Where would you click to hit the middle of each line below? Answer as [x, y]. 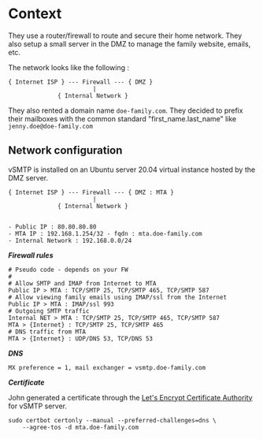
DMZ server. [28, 177]
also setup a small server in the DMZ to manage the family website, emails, [130, 43]
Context [35, 14]
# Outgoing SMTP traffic [49, 311]
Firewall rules [31, 255]
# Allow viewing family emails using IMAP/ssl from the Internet [117, 297]
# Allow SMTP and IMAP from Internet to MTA [82, 283]
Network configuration [65, 151]
